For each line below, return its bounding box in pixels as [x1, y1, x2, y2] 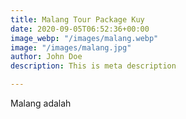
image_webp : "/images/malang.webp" [10, 33, 159, 43]
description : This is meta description [10, 61, 177, 71]
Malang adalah [10, 97, 72, 109]
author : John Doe [10, 52, 83, 62]
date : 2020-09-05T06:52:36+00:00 [10, 24, 150, 34]
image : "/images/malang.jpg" [10, 42, 132, 53]
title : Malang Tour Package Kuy [10, 14, 145, 25]
